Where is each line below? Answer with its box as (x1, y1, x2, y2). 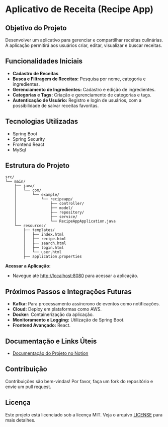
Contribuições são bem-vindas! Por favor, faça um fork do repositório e (5, 378, 153, 384)
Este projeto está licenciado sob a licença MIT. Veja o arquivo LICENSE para (5, 411, 162, 417)
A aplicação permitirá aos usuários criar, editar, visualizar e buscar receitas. (5, 42, 162, 48)
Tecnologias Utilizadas (5, 117, 78, 126)
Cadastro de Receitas (12, 70, 59, 76)
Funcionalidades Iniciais (5, 57, 83, 66)
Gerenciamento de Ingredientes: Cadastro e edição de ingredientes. (12, 86, 156, 92)
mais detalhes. (5, 417, 36, 423)
